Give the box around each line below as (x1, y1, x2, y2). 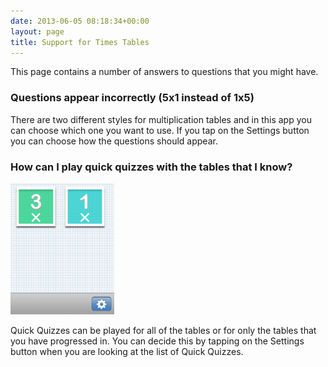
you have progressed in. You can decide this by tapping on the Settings (10, 335, 305, 347)
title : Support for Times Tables (10, 37, 150, 47)
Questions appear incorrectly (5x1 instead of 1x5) (10, 91, 255, 105)
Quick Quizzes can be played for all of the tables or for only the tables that (10, 324, 317, 336)
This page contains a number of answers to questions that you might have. (10, 66, 319, 78)
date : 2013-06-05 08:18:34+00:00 (10, 16, 150, 26)
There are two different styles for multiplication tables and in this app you (10, 113, 312, 125)
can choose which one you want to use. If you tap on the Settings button (10, 124, 310, 136)
